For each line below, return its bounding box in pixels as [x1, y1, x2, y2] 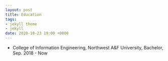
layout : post [5, 7, 33, 13]
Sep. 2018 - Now [12, 50, 48, 56]
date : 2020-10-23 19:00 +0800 [5, 31, 69, 36]
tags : [5, 17, 17, 22]
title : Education [5, 12, 42, 17]
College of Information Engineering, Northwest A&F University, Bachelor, [12, 45, 163, 50]
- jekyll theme [5, 21, 37, 27]
